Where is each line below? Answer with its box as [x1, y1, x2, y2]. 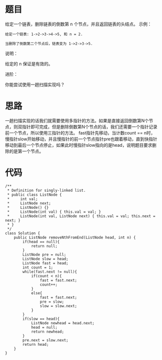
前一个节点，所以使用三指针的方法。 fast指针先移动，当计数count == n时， [5, 130, 155, 135]
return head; [22, 342, 49, 347]
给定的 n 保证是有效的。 [5, 61, 53, 67]
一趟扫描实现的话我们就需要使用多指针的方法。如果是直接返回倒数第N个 [5, 117, 149, 123]
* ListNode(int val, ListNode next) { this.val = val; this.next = [7, 213, 156, 219]
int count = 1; [22, 265, 54, 270]
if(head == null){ [22, 239, 60, 244]
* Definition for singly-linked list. [7, 188, 86, 193]
